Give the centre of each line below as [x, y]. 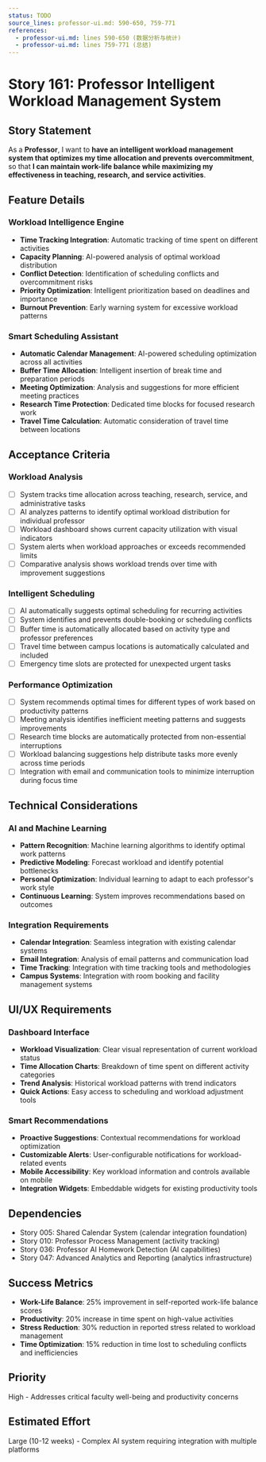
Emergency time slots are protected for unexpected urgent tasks [125, 663]
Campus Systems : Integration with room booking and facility [120, 976]
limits [29, 556]
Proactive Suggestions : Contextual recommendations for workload [130, 1138]
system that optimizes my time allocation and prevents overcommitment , [131, 158]
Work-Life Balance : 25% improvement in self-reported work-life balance [139, 1302]
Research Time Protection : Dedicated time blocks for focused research [137, 404]
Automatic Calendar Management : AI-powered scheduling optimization [138, 353]
